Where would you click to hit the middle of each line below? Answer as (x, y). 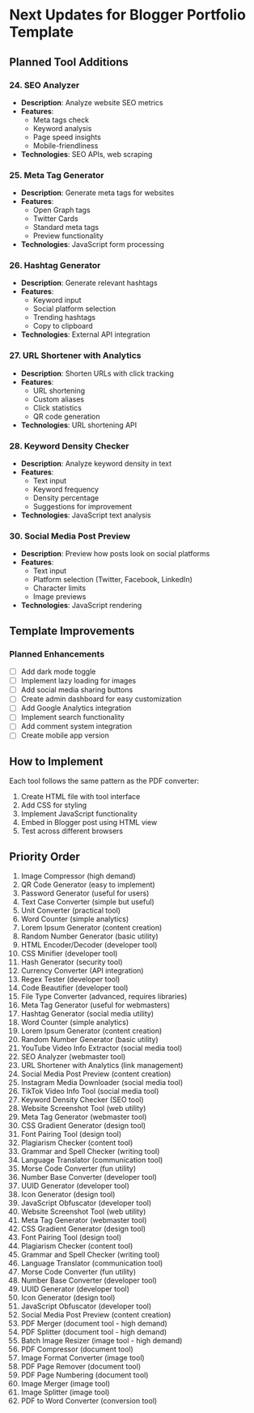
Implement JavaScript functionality (79, 814)
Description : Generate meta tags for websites (97, 193)
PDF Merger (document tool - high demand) (94, 1324)
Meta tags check (61, 120)
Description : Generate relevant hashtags (89, 283)
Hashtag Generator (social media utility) (87, 1014)
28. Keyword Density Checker (69, 445)
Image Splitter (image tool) (65, 1392)
